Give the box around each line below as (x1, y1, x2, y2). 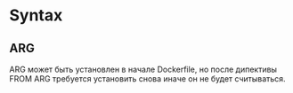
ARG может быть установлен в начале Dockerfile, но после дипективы (9, 64, 278, 74)
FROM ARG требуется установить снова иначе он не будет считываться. (9, 74, 287, 84)
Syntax (9, 5, 63, 26)
